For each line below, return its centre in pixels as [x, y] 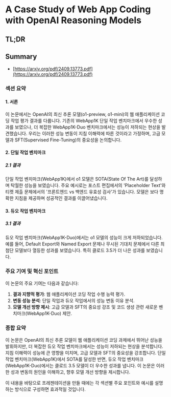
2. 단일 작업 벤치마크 [26, 153]
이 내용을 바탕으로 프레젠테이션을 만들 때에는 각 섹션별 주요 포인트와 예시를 [80, 383]
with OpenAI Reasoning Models [74, 20]
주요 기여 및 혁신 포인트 [32, 271]
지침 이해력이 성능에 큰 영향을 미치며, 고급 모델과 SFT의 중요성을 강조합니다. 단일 [86, 353]
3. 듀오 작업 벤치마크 [26, 211]
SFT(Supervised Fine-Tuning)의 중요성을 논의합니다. [68, 140]
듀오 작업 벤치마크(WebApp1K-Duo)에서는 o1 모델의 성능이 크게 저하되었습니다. [84, 237]
